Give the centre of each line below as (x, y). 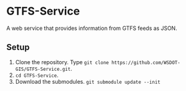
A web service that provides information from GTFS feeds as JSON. (92, 28)
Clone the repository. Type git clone (62, 62)
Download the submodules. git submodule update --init (88, 81)
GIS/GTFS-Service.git (43, 69)
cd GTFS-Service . (37, 75)
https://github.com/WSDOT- (146, 62)
